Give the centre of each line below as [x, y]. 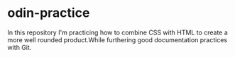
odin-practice [49, 13]
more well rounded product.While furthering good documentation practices [117, 39]
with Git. [20, 47]
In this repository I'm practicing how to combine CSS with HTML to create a [118, 32]
